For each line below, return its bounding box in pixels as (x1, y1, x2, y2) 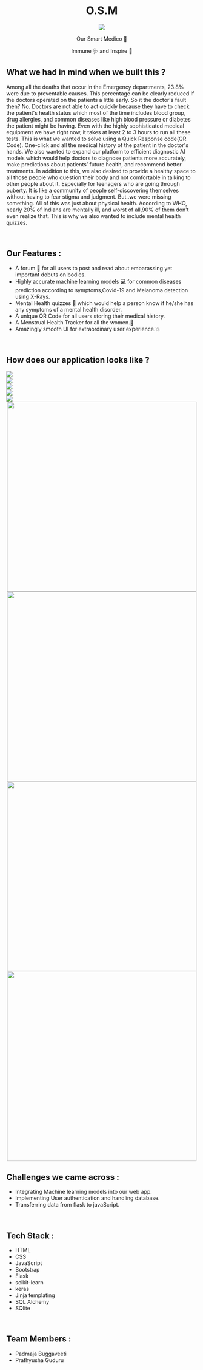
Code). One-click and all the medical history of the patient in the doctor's (6, 141, 189, 149)
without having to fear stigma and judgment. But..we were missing (6, 193, 171, 200)
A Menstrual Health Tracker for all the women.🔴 (15, 318, 134, 326)
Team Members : (6, 1334, 72, 1344)
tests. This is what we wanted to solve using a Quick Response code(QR (6, 135, 187, 142)
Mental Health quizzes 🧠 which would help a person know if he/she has (15, 299, 194, 307)
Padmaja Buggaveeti (15, 1350, 67, 1357)
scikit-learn (15, 1279, 44, 1286)
